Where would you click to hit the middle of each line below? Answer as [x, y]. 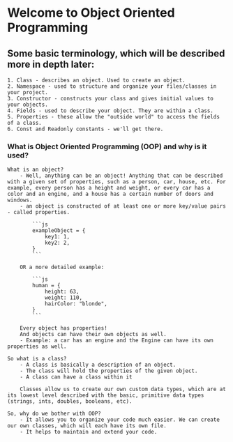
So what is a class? [37, 359]
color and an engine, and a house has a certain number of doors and [111, 194]
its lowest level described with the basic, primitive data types [106, 395]
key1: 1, [57, 237]
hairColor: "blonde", [76, 304]
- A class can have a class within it [76, 377]
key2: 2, [57, 243]
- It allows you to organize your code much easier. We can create [120, 420]
